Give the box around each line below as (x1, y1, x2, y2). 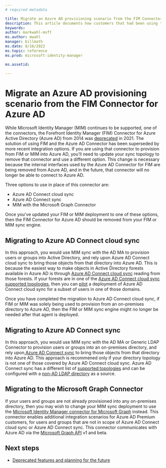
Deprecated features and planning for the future (12, 457, 110, 463)
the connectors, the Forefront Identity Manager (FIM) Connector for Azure (5, 130, 156, 136)
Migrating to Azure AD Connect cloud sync (5, 236, 140, 245)
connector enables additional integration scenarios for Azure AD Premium (5, 414, 156, 420)
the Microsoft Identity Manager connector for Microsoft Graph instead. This (5, 409, 159, 415)
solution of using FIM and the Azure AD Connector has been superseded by (5, 140, 160, 146)
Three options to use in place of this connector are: (5, 182, 110, 188)
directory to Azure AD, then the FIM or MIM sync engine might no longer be (5, 306, 159, 312)
